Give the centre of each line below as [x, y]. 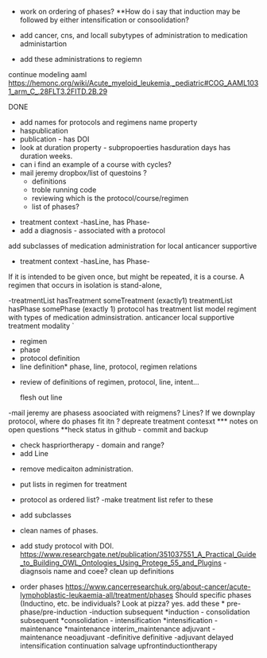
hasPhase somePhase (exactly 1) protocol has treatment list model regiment [132, 309]
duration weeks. [46, 156]
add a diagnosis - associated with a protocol [92, 230]
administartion [43, 44]
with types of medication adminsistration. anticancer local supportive [122, 317]
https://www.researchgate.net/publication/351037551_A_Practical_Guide [138, 554]
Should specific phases [213, 595]
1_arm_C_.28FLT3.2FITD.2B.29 [58, 91]
